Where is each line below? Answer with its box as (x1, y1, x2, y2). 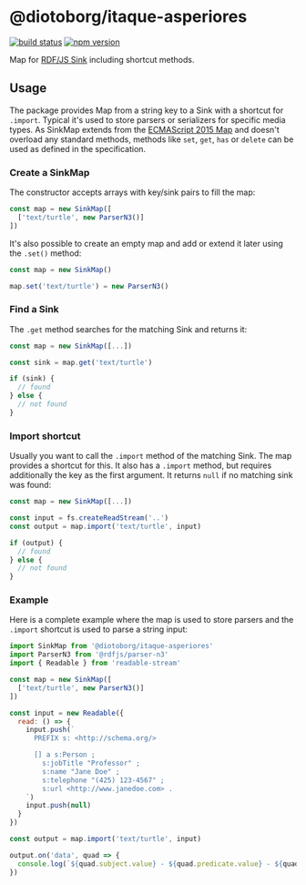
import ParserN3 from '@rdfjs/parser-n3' (9, 650, 169, 659)
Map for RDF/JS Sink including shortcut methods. (9, 54, 195, 65)
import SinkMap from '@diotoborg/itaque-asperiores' (9, 642, 214, 651)
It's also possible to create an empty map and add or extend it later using (9, 238, 284, 249)
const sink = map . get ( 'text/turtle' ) (9, 358, 153, 367)
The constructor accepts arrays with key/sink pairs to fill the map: (9, 187, 256, 198)
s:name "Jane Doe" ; (42, 767, 120, 776)
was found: (9, 480, 52, 491)
